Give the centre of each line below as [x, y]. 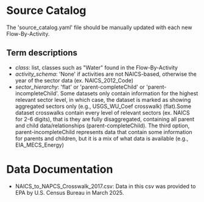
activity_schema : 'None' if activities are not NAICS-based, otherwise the [106, 74]
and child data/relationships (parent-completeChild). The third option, [102, 126]
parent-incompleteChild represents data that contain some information [104, 132]
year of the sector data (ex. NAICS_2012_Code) [74, 80]
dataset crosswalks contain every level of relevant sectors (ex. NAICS [102, 112]
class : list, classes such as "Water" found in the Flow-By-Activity [97, 67]
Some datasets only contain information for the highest [129, 93]
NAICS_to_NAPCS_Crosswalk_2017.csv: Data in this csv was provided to [105, 186]
